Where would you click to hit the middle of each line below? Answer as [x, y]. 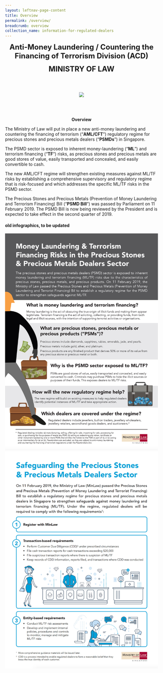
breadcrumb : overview [27, 26]
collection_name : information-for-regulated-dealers [59, 31]
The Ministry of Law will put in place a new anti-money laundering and [75, 129]
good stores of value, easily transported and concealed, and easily [72, 159]
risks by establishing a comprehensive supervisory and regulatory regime [78, 179]
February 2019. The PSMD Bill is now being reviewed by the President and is [81, 209]
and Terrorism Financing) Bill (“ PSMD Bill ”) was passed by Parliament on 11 [80, 204]
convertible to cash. [25, 164]
